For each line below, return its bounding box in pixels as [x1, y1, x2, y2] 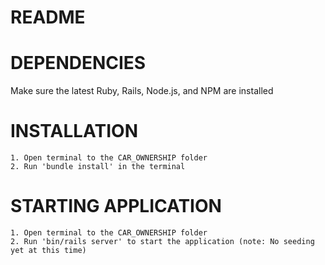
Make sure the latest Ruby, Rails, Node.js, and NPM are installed [10, 85, 274, 97]
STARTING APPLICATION [10, 195, 222, 218]
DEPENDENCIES [10, 52, 147, 75]
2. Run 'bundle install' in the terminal [10, 162, 186, 172]
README [10, 6, 86, 29]
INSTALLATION [10, 120, 138, 143]
